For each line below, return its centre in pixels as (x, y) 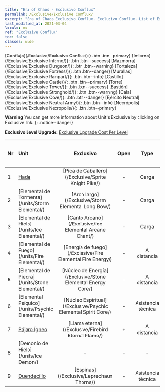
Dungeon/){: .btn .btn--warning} (82, 66)
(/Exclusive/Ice (85, 224)
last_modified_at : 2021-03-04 (36, 23)
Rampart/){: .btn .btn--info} (76, 76)
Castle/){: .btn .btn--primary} (78, 82)
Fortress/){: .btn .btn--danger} (80, 71)
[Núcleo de (75, 270)
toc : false (16, 37)
